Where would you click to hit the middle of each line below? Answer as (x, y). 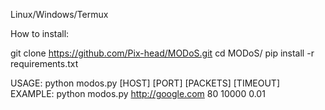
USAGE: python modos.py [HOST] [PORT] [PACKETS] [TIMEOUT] (145, 83)
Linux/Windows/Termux (59, 14)
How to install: (40, 33)
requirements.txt (44, 63)
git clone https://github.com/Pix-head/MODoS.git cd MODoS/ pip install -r (162, 53)
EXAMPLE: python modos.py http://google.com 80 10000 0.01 (138, 93)
